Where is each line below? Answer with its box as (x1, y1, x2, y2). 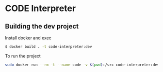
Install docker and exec (5, 35, 52, 41)
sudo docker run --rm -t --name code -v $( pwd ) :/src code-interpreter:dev (5, 62, 160, 67)
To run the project (5, 53, 41, 58)
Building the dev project (5, 22, 79, 30)
